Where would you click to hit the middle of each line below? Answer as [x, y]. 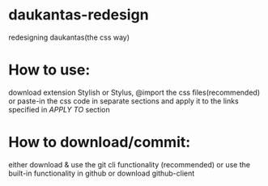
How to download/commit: [100, 142]
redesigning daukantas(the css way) [69, 37]
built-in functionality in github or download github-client [102, 173]
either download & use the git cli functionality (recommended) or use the [130, 164]
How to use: [49, 70]
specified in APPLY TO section [60, 109]
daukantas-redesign [79, 15]
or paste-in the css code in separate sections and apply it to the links [123, 101]
